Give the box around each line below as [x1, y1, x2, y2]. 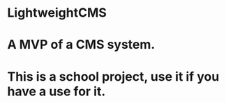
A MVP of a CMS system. [7, 37, 156, 53]
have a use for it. [7, 84, 106, 99]
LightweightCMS [7, 5, 107, 21]
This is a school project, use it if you [7, 68, 220, 84]
